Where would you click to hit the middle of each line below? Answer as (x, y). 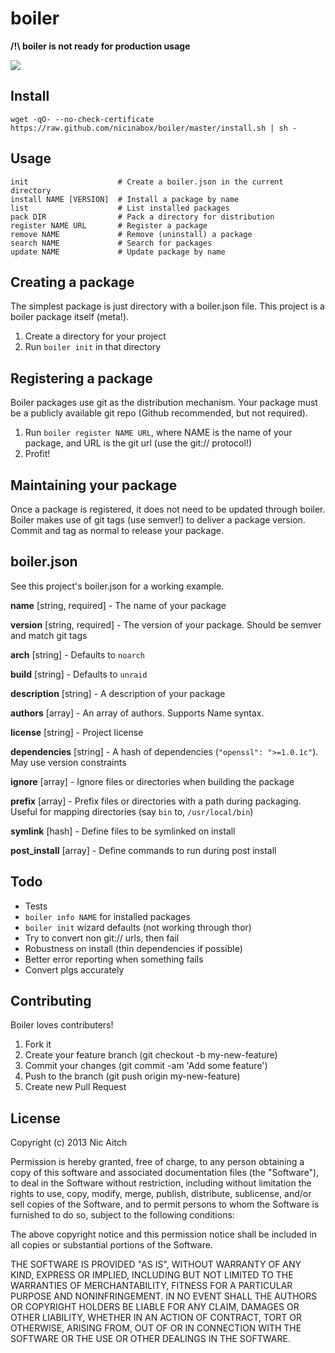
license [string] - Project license (77, 732)
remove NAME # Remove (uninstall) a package (131, 234)
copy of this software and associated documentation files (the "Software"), (165, 1173)
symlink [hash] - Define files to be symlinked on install (123, 831)
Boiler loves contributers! (62, 1025)
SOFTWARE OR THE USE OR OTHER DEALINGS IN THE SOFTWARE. (150, 1339)
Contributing (51, 1001)
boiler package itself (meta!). (70, 317)
